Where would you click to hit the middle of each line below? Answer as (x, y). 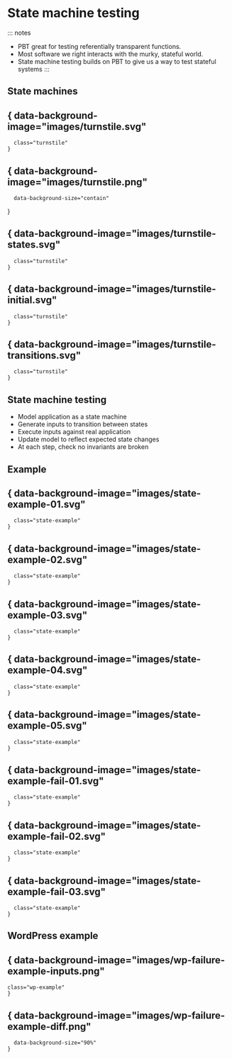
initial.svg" (32, 300)
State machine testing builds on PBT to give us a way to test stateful (117, 61)
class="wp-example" (36, 987)
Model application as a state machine (72, 417)
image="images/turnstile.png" (77, 182)
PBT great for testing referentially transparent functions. (99, 46)
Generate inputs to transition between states (83, 424)
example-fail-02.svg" (57, 836)
